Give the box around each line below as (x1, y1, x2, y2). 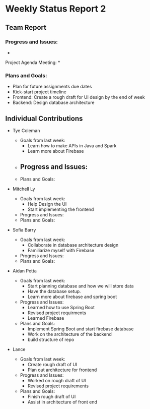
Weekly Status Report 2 (5, 3, 106, 15)
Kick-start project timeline (12, 89, 66, 95)
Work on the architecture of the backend (27, 331, 112, 337)
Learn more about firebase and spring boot (27, 294, 117, 300)
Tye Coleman (12, 127, 40, 134)
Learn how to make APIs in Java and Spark (27, 142, 117, 149)
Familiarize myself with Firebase (27, 247, 95, 253)
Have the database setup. (27, 288, 82, 294)
